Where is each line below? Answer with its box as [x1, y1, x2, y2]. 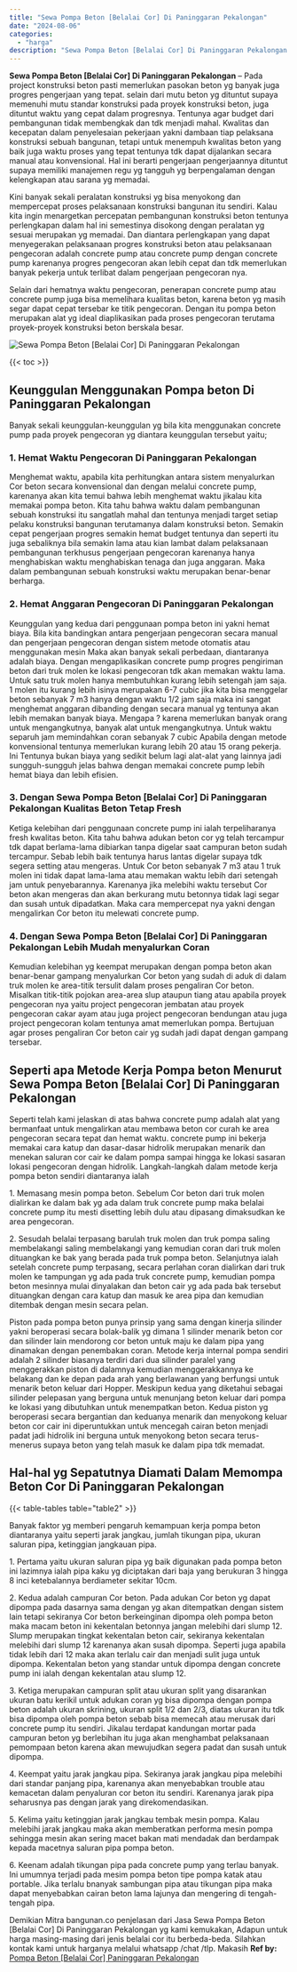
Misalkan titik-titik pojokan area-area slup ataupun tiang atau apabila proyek [9, 990, 286, 1000]
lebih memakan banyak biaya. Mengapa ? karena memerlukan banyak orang [9, 712, 288, 723]
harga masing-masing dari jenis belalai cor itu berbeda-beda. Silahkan [9, 1933, 266, 1944]
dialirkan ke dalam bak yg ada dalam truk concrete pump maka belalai [9, 1197, 264, 1207]
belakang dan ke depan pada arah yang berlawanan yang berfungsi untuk [9, 1373, 279, 1383]
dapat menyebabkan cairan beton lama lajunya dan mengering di [9, 1888, 246, 1898]
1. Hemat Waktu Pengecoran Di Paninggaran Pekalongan [9, 451, 257, 463]
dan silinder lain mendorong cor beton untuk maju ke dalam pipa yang [9, 1335, 264, 1346]
